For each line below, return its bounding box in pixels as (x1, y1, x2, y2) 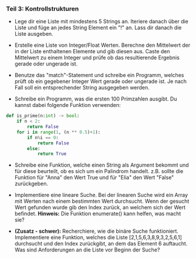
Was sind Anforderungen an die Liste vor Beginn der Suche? (14, 246, 160, 253)
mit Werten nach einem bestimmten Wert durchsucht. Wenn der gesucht (14, 198, 190, 205)
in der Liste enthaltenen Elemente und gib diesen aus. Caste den (14, 48, 170, 55)
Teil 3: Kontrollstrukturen (6, 5, 79, 13)
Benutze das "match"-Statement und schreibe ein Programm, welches (14, 72, 184, 79)
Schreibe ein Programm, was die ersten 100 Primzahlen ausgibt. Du (14, 95, 177, 102)
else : (27, 146, 41, 151)
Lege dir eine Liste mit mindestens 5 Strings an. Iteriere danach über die (14, 18, 189, 25)
